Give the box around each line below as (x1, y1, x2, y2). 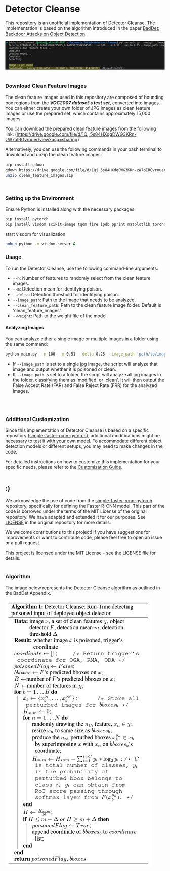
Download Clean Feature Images (5, 82, 87, 89)
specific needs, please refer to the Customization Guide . (5, 464, 123, 470)
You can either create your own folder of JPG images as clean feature (5, 105, 151, 111)
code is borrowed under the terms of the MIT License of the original (5, 508, 147, 514)
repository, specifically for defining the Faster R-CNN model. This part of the (5, 503, 165, 509)
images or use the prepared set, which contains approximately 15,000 (5, 110, 151, 116)
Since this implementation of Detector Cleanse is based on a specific (5, 427, 149, 433)
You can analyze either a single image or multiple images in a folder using (5, 336, 159, 342)
